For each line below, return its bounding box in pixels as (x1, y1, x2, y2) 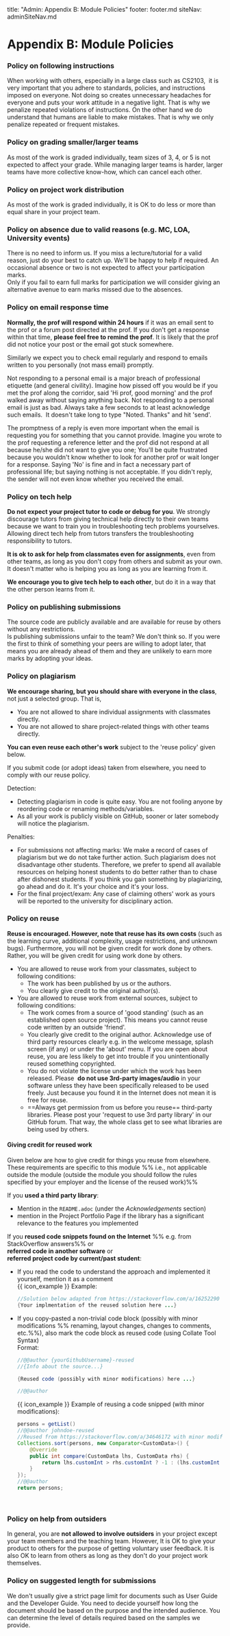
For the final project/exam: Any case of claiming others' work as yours (16, 889, 216, 898)
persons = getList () (16, 1421, 76, 1428)
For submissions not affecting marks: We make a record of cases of (16, 845, 208, 854)
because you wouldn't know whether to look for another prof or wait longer (7, 453, 219, 461)
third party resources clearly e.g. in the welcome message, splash (27, 1038, 214, 1046)
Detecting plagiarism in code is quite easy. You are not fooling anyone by (16, 797, 223, 806)
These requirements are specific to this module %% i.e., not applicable (7, 1163, 207, 1171)
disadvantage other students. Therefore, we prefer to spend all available (16, 860, 221, 869)
